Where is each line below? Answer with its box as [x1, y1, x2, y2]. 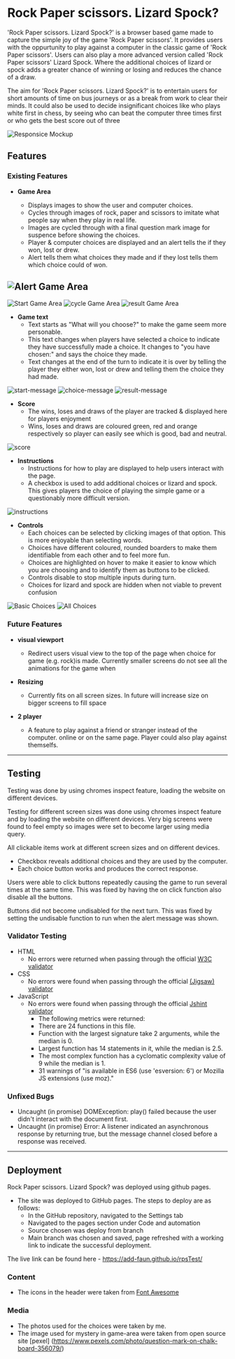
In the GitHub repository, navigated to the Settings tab [27, 1211, 184, 1219]
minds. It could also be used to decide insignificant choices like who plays [7, 101, 221, 109]
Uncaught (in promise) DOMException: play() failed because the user [17, 1107, 217, 1116]
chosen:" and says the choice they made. [27, 350, 148, 359]
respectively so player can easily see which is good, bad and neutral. [27, 429, 227, 438]
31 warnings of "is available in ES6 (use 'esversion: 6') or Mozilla [38, 1066, 225, 1075]
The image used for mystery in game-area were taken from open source [17, 1329, 226, 1337]
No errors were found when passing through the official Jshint [27, 999, 208, 1007]
